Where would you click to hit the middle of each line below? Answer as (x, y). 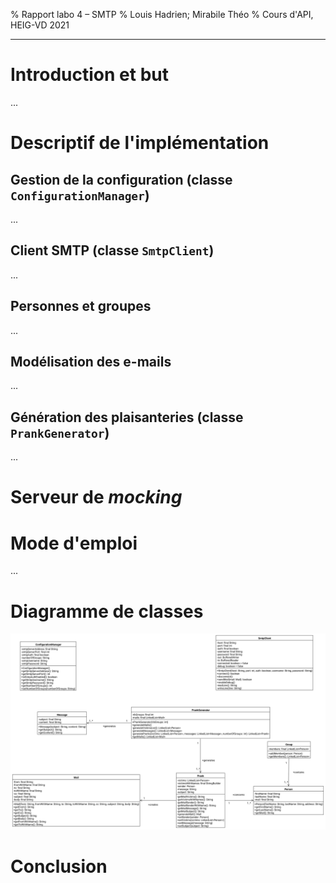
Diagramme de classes (107, 611)
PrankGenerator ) (60, 432)
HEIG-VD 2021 (40, 25)
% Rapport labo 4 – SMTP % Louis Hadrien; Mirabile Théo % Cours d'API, (162, 14)
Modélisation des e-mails (91, 361)
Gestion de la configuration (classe (121, 179)
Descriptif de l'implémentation (140, 143)
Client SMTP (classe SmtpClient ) (112, 250)
